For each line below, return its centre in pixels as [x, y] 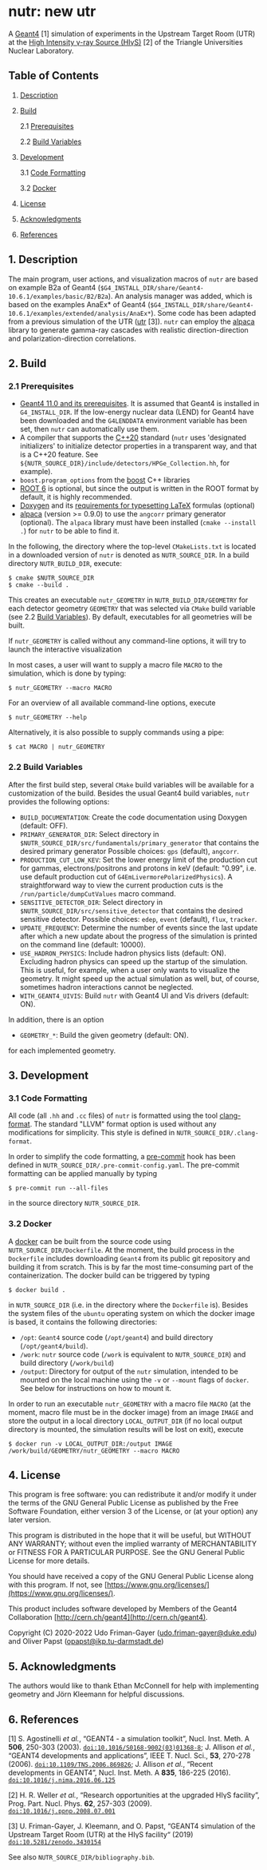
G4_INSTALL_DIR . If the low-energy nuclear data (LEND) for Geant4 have [137, 412]
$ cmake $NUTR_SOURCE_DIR [51, 578]
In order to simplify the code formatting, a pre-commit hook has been [122, 1157]
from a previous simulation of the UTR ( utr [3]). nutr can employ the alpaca [132, 321]
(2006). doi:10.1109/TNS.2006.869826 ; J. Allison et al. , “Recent [111, 1764]
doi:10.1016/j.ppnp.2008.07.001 [62, 1811]
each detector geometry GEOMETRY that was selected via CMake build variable [132, 608]
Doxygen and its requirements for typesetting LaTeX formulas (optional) [137, 505]
